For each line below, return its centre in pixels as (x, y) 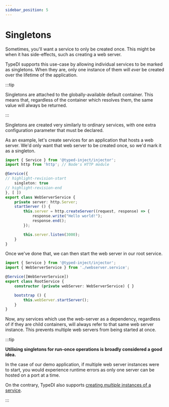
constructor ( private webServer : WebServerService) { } (74, 286)
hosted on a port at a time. (33, 375)
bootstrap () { (30, 295)
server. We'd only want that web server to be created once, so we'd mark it (83, 145)
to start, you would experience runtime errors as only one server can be (80, 370)
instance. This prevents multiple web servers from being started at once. (81, 330)
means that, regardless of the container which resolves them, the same (79, 100)
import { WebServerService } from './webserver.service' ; (67, 268)
